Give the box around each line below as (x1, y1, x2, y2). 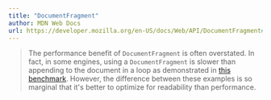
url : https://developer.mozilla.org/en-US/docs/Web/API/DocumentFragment (8, 26, 262, 34)
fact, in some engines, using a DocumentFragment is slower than (27, 57, 236, 66)
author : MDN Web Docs (8, 19, 81, 27)
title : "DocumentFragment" (8, 11, 99, 20)
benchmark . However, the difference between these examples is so (27, 74, 252, 84)
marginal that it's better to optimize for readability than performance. (27, 82, 256, 92)
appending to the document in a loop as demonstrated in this (27, 66, 231, 75)
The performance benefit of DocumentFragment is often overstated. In (27, 49, 255, 58)
